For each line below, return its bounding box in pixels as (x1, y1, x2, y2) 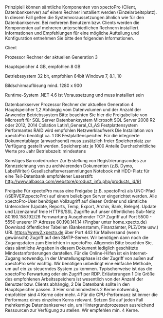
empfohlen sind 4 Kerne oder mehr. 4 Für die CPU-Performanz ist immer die (5, 292, 158, 297)
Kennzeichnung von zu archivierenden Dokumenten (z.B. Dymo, (5, 163, 134, 169)
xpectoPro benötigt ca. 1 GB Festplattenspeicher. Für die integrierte (5, 133, 140, 138)
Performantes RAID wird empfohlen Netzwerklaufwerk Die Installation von (5, 127, 153, 133)
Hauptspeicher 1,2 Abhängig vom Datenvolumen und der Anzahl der (5, 107, 142, 112)
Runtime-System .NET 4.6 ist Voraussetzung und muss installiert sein (5, 92, 145, 98)
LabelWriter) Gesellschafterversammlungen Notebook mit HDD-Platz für (5, 168, 150, 174)
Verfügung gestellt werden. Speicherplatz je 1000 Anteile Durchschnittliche (5, 143, 156, 148)
